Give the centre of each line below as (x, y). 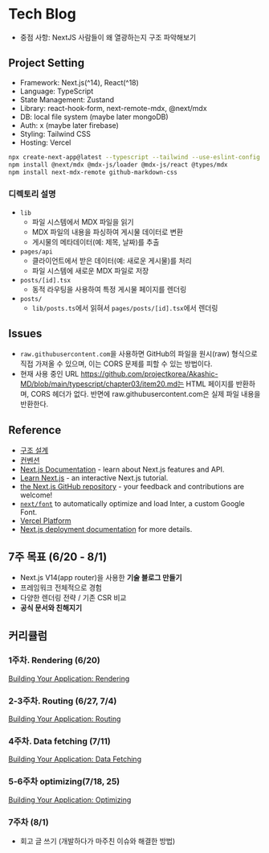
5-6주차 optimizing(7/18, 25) (64, 781)
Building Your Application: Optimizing (70, 799)
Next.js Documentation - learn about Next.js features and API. (122, 470)
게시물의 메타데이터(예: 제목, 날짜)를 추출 (96, 241)
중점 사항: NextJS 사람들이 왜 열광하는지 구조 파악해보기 (108, 37)
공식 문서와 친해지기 (51, 608)
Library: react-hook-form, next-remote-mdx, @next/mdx (113, 108)
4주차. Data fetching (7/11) (59, 741)
